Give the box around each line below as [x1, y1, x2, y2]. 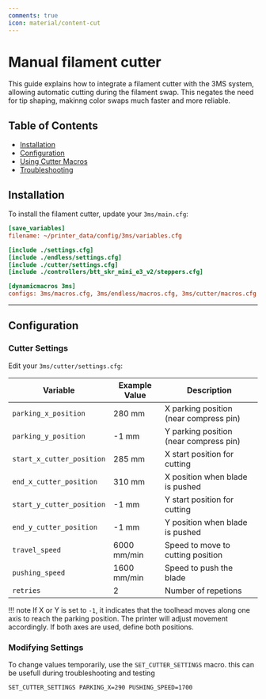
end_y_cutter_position [12, 522, 97, 531]
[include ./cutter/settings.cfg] [8, 260, 119, 269]
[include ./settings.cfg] [8, 246, 93, 254]
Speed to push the [165, 562, 234, 573]
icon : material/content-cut [8, 19, 101, 27]
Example [118, 379, 152, 390]
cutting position [165, 549, 223, 560]
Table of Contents [8, 119, 99, 132]
